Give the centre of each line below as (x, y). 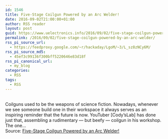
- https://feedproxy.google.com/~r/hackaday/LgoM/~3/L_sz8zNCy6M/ (80, 47)
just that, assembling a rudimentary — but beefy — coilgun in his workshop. (83, 120)
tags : (11, 80)
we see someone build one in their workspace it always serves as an (76, 109)
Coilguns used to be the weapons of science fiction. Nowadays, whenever (82, 104)
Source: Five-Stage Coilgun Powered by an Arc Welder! (62, 130)
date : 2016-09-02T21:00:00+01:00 (40, 19)
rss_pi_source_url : (25, 43)
